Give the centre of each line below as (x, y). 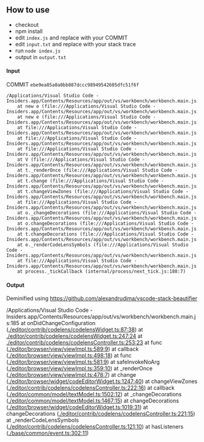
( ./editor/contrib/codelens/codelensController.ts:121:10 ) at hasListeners (95, 427)
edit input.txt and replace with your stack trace (76, 44)
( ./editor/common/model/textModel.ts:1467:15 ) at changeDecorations (93, 401)
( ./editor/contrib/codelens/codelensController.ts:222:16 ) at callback (90, 388)
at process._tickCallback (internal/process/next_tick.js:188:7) (102, 272)
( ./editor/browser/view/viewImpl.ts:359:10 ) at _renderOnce (80, 368)
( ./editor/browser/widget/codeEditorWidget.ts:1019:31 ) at (77, 407)
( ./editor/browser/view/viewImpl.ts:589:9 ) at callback (73, 349)
